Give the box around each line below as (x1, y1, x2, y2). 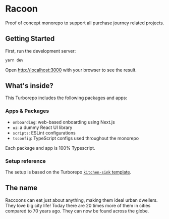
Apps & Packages (5, 107, 49, 114)
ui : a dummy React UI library (12, 124, 73, 130)
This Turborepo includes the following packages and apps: (5, 95, 128, 101)
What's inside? (5, 81, 54, 90)
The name (5, 184, 38, 192)
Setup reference (5, 157, 46, 164)
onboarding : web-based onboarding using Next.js (12, 119, 115, 125)
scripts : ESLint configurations (12, 129, 76, 136)
